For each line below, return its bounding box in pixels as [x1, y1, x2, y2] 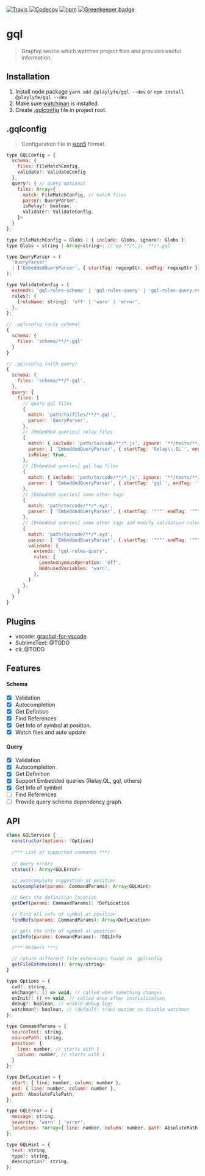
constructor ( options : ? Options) [12, 838, 95, 844]
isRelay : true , [28, 451, 67, 458]
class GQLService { [6, 832, 56, 838]
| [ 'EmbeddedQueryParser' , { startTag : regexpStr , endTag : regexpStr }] [12, 265, 201, 272]
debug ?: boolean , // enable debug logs [12, 1000, 113, 1007]
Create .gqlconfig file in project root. [15, 106, 107, 113]
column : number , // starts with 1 [17, 1052, 105, 1058]
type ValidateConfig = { [6, 282, 70, 288]
